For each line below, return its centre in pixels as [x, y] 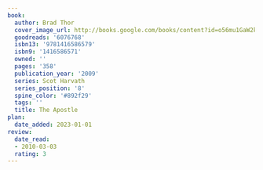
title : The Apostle [46, 110]
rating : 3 [30, 154]
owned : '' [30, 60]
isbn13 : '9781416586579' [55, 45]
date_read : [32, 139]
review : [20, 132]
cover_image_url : [43, 30]
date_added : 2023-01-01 [53, 125]
